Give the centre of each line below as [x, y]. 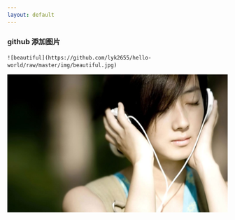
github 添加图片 [34, 41]
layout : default [31, 15]
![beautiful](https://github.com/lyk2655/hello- [79, 57]
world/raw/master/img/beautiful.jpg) [62, 65]
